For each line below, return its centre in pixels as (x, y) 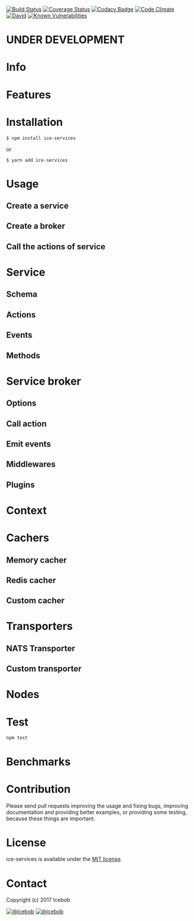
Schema (22, 295)
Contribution (39, 789)
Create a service (37, 206)
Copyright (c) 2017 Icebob (38, 900)
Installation (35, 122)
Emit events (29, 444)
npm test (17, 738)
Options (21, 404)
